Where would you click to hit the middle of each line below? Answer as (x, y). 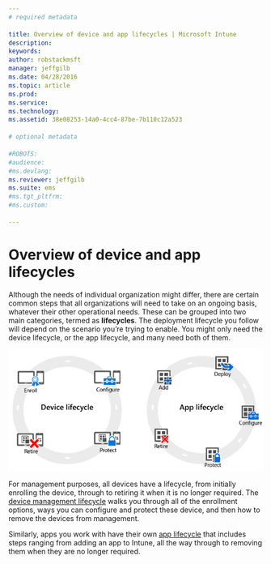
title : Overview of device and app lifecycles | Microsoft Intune (123, 34)
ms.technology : (34, 111)
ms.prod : (23, 94)
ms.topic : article (39, 85)
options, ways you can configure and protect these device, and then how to (134, 510)
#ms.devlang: (30, 171)
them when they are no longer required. (74, 551)
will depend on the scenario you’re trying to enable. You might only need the (135, 329)
